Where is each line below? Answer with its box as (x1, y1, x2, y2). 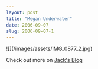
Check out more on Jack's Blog (6, 57, 83, 64)
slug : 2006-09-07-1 (6, 28, 54, 34)
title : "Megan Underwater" (6, 15, 73, 22)
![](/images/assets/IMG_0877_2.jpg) (6, 45, 93, 52)
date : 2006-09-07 (6, 22, 49, 28)
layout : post (6, 9, 38, 15)
